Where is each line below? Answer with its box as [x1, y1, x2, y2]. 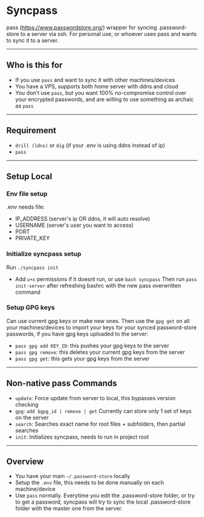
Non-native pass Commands [6, 378, 117, 389]
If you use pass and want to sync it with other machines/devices [15, 76, 175, 83]
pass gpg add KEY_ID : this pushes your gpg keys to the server [15, 342, 169, 349]
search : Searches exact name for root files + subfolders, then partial [15, 420, 186, 428]
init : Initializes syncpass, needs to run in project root [15, 433, 149, 440]
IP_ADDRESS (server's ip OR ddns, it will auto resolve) [15, 215, 151, 223]
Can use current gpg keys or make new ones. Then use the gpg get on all [6, 317, 190, 324]
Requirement [6, 125, 56, 136]
